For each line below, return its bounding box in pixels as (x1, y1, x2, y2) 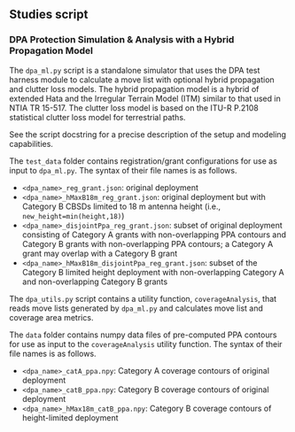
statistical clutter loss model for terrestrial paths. (9, 112, 186, 122)
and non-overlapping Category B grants (21, 276, 168, 287)
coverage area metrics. (9, 312, 94, 322)
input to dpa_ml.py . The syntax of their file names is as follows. (9, 165, 237, 175)
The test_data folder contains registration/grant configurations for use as (9, 155, 277, 166)
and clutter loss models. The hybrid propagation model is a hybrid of (9, 83, 260, 94)
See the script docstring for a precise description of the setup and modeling (9, 128, 286, 140)
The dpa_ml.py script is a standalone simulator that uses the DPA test (9, 65, 260, 75)
